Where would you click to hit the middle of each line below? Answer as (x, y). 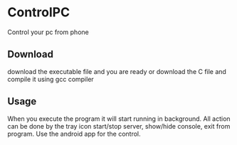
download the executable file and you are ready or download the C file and (117, 71)
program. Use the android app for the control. (74, 134)
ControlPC (38, 12)
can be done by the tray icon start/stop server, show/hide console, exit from (119, 126)
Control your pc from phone (48, 32)
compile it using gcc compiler (51, 79)
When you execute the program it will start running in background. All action (119, 119)
